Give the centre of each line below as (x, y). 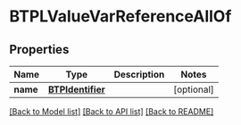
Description (139, 75)
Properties (39, 50)
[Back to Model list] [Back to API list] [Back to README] (112, 112)
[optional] (193, 89)
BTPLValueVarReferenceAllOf (120, 17)
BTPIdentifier (76, 89)
